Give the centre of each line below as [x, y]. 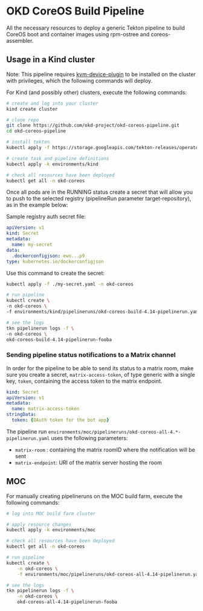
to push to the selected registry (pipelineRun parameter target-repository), [99, 199]
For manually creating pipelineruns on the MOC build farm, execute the [95, 496]
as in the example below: [37, 205]
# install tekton [28, 142]
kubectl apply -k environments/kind [52, 164]
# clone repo [23, 120]
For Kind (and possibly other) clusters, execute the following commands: [97, 92]
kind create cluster [32, 109]
